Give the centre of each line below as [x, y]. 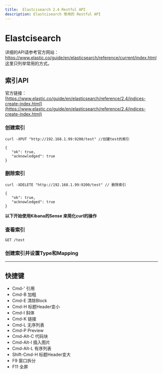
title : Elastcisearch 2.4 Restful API [45, 10]
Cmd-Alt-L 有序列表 [32, 349]
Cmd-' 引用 [23, 289]
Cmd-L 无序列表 [28, 325]
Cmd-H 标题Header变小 [36, 307]
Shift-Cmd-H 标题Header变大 [41, 354]
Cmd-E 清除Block [30, 301]
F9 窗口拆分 [24, 361]
